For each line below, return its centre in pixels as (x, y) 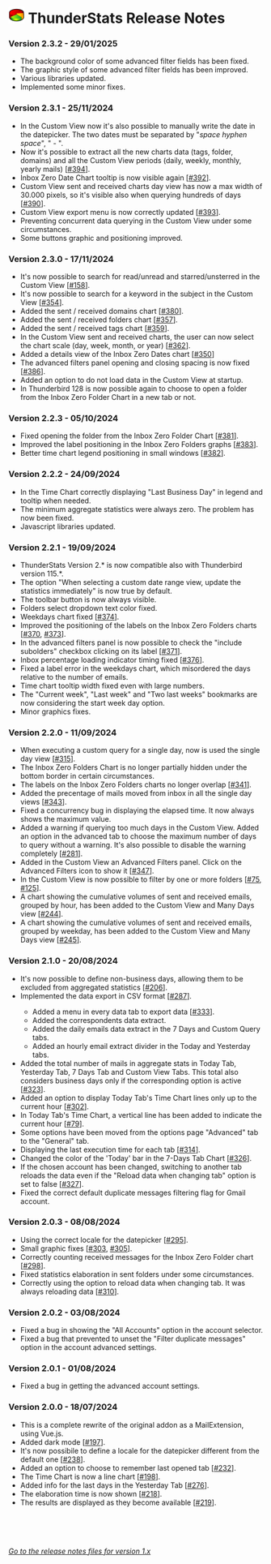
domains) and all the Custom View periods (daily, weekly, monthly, (131, 160)
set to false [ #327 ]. (52, 1184)
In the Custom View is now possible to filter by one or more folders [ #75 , (141, 879)
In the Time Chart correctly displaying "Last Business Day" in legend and (141, 492)
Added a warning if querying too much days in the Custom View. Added (140, 828)
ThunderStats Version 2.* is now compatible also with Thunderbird (131, 565)
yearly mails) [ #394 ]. (55, 169)
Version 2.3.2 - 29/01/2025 (63, 44)
